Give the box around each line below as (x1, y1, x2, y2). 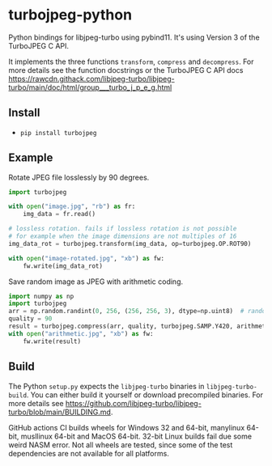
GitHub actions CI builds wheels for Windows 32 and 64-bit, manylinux (8, 422, 245, 432)
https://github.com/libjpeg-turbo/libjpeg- (65, 398, 202, 408)
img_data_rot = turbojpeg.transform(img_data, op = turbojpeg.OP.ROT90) (8, 239, 252, 248)
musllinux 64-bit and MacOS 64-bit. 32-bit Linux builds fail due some (20, 431, 253, 441)
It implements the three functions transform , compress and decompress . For (8, 57, 254, 66)
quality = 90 (8, 315, 53, 323)
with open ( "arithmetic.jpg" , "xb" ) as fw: (8, 329, 154, 337)
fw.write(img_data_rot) (23, 261, 104, 270)
